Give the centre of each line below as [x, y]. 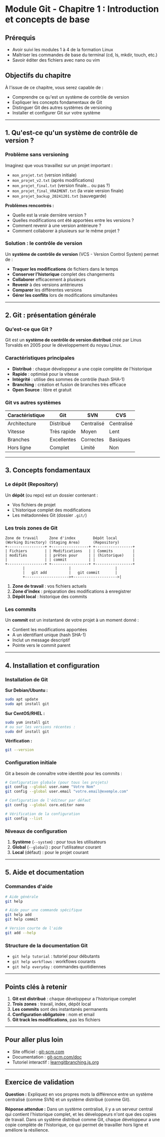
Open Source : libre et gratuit [42, 390]
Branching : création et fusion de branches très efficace [69, 384]
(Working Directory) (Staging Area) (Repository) [62, 543]
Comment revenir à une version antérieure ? [57, 225]
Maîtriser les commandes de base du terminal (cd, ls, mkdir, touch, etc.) [85, 55]
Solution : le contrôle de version [44, 244]
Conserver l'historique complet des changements [63, 274]
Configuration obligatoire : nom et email [53, 1014]
